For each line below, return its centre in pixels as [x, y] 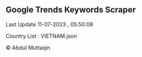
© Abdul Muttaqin [28, 47]
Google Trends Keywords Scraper [71, 10]
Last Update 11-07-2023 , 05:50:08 [49, 24]
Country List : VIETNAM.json [41, 36]
